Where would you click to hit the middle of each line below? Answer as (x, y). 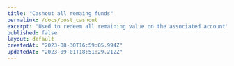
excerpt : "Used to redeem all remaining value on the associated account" (118, 26)
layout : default (31, 39)
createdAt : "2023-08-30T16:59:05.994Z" (65, 45)
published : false (32, 33)
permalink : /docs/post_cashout (53, 20)
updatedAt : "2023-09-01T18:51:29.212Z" (65, 52)
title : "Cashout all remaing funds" (60, 13)
